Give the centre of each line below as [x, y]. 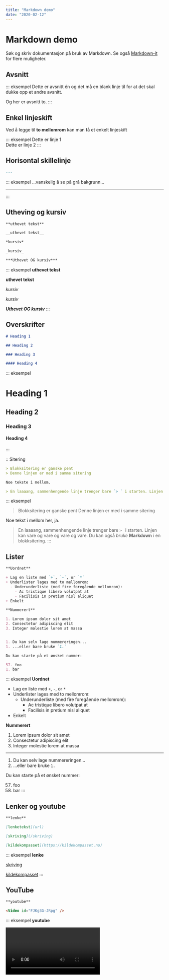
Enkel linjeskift [29, 118]
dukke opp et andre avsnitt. [34, 92]
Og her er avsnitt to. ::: [29, 102]
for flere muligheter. [26, 59]
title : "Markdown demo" [31, 10]
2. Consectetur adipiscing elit [39, 624]
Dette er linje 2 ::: [23, 145]
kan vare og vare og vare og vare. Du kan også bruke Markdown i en [89, 536]
